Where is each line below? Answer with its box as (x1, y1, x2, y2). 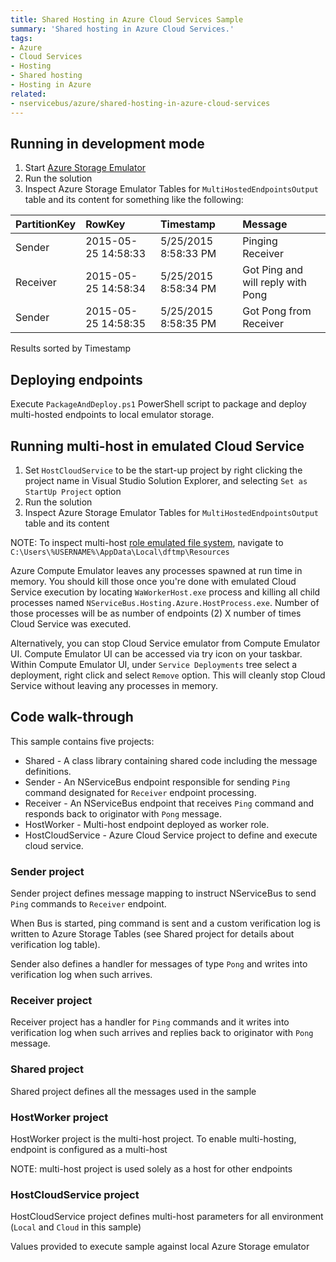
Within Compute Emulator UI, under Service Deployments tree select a (10, 658, 298, 670)
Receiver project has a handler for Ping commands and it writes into (10, 1016, 290, 1028)
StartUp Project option (24, 485, 122, 497)
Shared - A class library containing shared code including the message (24, 754, 318, 766)
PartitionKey (15, 217, 77, 231)
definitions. (24, 765, 72, 777)
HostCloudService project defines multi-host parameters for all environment (10, 1211, 324, 1223)
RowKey (85, 217, 126, 231)
